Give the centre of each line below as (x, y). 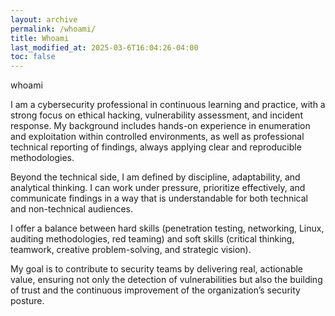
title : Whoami (40, 38)
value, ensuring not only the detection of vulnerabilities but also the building (166, 280)
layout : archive (44, 19)
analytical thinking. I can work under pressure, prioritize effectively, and (158, 188)
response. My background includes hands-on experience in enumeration (160, 126)
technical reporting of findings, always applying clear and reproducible (156, 147)
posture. (27, 301)
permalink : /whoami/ (53, 29)
